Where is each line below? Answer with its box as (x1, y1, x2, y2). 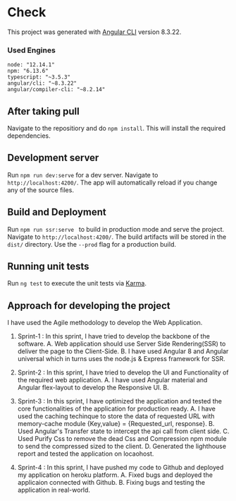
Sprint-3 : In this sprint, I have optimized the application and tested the (17, 397, 222, 406)
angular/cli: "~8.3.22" (7, 80, 77, 87)
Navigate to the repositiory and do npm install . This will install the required (7, 124, 226, 133)
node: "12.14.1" (7, 61, 55, 69)
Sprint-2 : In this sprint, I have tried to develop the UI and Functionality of (17, 368, 229, 377)
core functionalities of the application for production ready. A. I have (17, 404, 216, 413)
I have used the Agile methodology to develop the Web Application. (7, 319, 203, 327)
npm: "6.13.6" (7, 68, 49, 75)
